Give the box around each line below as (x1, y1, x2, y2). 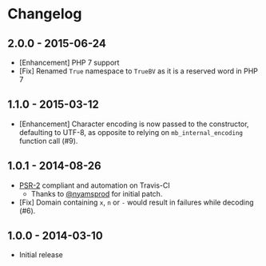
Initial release (18, 250, 63, 260)
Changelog (7, 5, 82, 23)
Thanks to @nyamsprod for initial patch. (30, 189, 163, 198)
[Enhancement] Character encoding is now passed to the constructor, (18, 119, 249, 129)
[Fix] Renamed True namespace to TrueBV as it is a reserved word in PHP (18, 66, 259, 76)
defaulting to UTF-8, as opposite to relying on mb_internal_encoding (18, 127, 243, 137)
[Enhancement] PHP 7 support (18, 58, 120, 67)
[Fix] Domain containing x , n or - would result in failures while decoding (18, 197, 254, 207)
